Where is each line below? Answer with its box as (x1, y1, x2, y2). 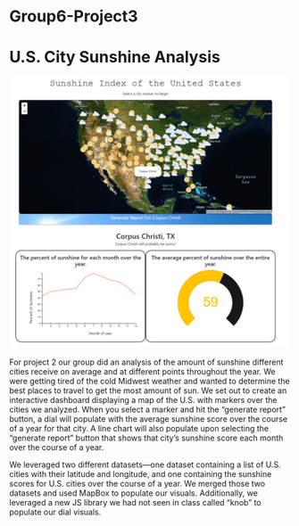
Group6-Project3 (9, 6, 138, 27)
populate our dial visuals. (9, 506, 102, 518)
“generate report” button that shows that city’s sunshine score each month (9, 432, 284, 443)
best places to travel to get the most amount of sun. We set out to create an (9, 385, 287, 396)
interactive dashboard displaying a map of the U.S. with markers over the (9, 395, 278, 406)
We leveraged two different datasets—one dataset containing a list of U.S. (9, 459, 281, 470)
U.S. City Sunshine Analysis (9, 47, 220, 68)
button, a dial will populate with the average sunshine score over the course (9, 414, 288, 424)
